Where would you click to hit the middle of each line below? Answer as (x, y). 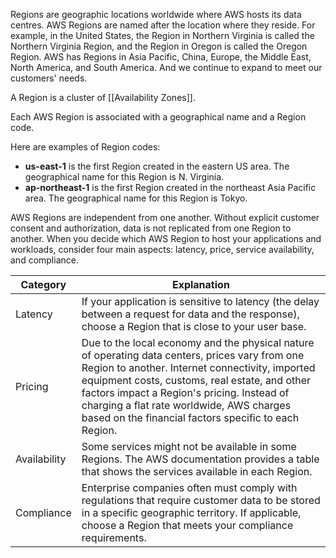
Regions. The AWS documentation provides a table (200, 459)
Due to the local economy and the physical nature (198, 342)
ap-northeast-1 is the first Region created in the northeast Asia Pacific (170, 187)
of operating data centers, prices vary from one (193, 355)
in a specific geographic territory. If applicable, (191, 512)
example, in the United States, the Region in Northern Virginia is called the (162, 35)
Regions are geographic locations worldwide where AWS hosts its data (156, 14)
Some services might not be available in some (189, 446)
